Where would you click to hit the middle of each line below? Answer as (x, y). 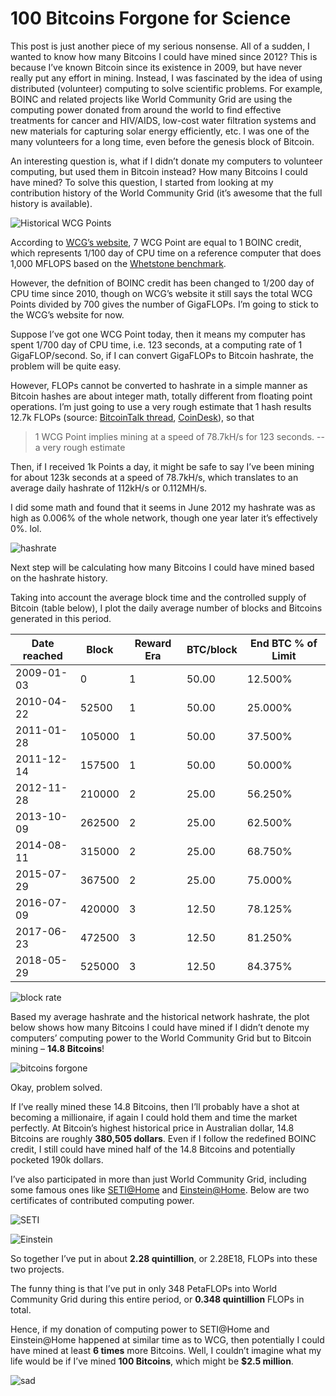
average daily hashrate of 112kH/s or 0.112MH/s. (109, 488)
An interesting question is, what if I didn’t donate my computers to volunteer (166, 161)
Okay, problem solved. (56, 1087)
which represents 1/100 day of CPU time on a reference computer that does (166, 253)
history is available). (51, 203)
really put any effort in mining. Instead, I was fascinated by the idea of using (166, 78)
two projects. (37, 1269)
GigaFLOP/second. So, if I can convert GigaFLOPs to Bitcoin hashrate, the (162, 355)
